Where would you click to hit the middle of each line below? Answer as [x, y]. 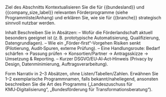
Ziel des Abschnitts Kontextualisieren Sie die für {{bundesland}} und [75, 7]
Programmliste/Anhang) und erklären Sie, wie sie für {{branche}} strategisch [83, 18]
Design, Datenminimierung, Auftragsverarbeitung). [56, 64]
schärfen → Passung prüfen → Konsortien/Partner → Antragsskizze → [77, 53]
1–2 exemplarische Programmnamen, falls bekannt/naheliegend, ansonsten [82, 79]
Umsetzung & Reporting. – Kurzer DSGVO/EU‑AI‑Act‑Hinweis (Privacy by [79, 59]
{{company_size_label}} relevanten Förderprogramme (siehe [67, 12]
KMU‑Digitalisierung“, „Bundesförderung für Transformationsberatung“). [79, 89]
